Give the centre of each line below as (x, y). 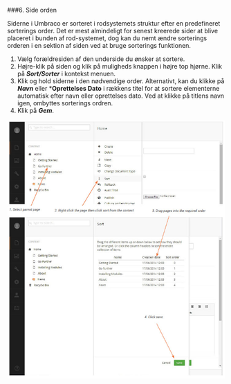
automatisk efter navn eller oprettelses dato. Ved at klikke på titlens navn (121, 96)
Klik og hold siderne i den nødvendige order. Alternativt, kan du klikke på (121, 81)
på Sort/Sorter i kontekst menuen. (66, 73)
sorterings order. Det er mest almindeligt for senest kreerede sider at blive (113, 31)
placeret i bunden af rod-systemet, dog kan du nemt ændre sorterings (107, 38)
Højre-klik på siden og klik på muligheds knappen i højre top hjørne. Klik (120, 66)
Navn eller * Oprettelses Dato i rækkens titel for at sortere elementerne (118, 88)
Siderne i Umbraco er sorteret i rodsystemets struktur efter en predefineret (114, 23)
